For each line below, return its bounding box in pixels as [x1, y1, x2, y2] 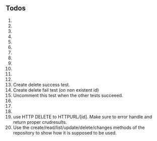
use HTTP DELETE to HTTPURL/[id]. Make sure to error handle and [13, 113, 152, 120]
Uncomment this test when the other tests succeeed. [13, 92, 123, 98]
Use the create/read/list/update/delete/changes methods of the [13, 124, 145, 130]
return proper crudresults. [13, 119, 67, 125]
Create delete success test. [13, 82, 70, 88]
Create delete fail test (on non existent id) [13, 87, 99, 93]
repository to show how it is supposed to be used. [13, 129, 117, 135]
